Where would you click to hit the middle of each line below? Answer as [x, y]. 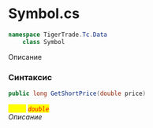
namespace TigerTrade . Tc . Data [58, 35]
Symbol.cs [44, 14]
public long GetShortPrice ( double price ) [77, 93]
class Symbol [44, 42]
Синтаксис [30, 77]
